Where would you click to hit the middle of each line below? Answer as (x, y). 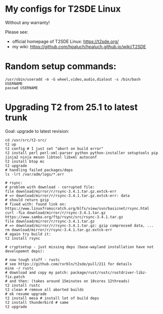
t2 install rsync (23, 238)
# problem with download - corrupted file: (50, 187)
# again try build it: (28, 234)
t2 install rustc (23, 285)
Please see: (17, 32)
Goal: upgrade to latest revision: (37, 131)
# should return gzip (27, 200)
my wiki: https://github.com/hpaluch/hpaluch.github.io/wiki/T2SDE (79, 46)
